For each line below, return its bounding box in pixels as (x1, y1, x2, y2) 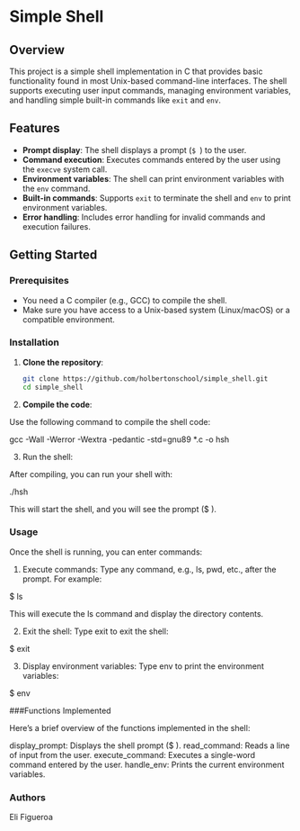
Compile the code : (22, 399, 93, 410)
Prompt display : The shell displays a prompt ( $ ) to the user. (22, 144, 247, 155)
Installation (9, 336, 60, 348)
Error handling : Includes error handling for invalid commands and (22, 212, 266, 222)
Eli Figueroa (9, 812, 54, 823)
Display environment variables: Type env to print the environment (22, 660, 265, 672)
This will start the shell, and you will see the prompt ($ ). (9, 503, 217, 514)
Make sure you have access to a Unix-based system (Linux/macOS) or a (22, 304, 290, 315)
